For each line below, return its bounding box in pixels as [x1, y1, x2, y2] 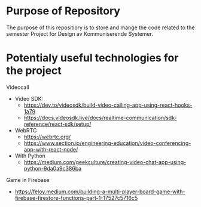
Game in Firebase [6, 176, 50, 183]
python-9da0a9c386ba [23, 165, 82, 172]
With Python [14, 152, 46, 159]
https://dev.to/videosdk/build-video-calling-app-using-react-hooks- [23, 101, 193, 109]
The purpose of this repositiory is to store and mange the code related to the [6, 24, 195, 31]
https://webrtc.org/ [23, 133, 71, 140]
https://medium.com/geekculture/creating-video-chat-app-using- [23, 158, 187, 165]
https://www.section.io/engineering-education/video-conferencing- [23, 139, 191, 147]
